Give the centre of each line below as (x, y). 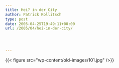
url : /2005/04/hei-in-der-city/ (39, 28)
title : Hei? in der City (31, 10)
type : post (17, 19)
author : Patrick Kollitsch (33, 14)
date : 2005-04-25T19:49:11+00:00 (40, 24)
